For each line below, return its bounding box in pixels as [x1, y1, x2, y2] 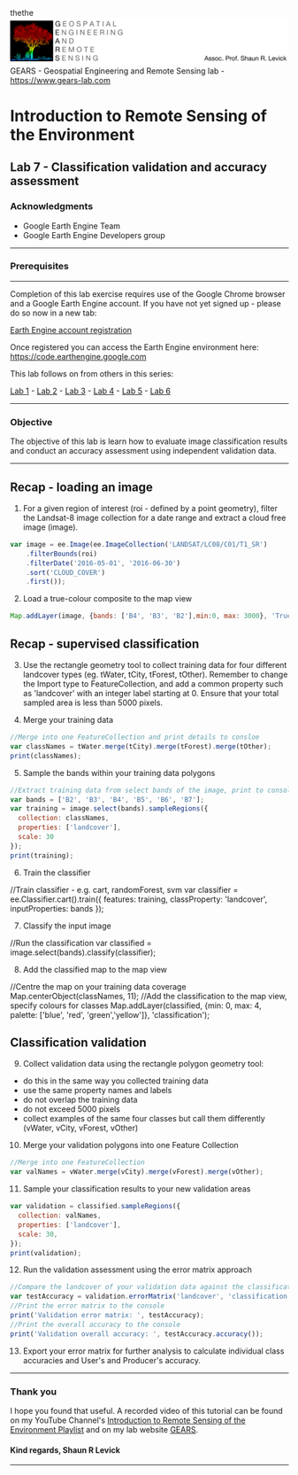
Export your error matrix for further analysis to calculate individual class [22, 1346, 285, 1356]
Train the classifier [22, 867, 91, 878]
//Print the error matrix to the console [10, 1301, 165, 1310]
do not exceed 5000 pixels [22, 1104, 120, 1114]
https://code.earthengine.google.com [10, 351, 147, 361]
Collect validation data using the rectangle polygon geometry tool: [22, 1059, 264, 1069]
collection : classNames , [18, 814, 110, 823]
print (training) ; [10, 850, 74, 860]
